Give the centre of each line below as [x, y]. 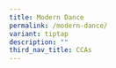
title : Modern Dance [47, 17]
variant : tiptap [39, 34]
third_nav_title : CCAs [51, 50]
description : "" [39, 42]
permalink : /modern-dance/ [58, 26]
